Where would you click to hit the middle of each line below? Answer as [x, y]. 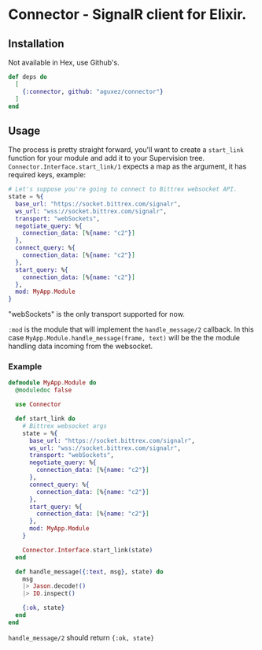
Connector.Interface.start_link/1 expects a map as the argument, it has [127, 166]
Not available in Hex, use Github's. [64, 62]
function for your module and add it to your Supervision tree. [106, 158]
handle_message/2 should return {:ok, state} [81, 637]
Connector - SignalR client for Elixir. [127, 15]
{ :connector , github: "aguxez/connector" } [93, 91]
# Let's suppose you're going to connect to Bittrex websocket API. [123, 189]
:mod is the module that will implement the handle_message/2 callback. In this [131, 329]
